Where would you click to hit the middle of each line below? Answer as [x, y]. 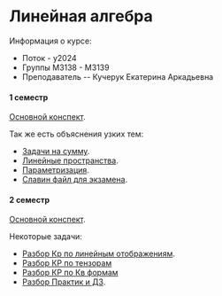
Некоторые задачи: [46, 237]
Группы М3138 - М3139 [65, 67]
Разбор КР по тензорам [67, 263]
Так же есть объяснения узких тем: [77, 134]
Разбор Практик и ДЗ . [64, 282]
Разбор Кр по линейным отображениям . [98, 253]
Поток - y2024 [49, 58]
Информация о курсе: [50, 41]
